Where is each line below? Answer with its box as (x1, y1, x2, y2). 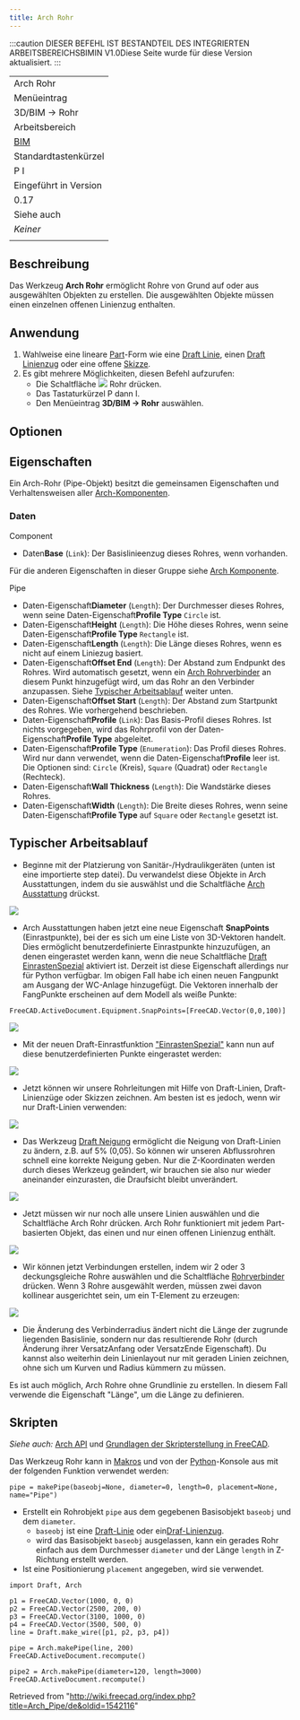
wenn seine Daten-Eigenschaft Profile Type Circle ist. (21, 609, 222, 620)
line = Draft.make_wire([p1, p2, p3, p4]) (9, 1629, 170, 1637)
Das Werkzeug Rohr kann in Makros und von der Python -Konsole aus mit (9, 1456, 279, 1467)
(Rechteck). (21, 771, 65, 782)
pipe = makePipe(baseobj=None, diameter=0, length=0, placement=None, (9, 1483, 279, 1492)
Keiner (13, 222, 41, 235)
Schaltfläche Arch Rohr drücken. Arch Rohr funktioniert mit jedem (21, 1217, 264, 1229)
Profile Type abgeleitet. (65, 733, 154, 744)
